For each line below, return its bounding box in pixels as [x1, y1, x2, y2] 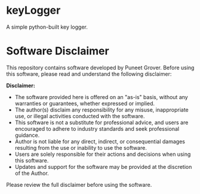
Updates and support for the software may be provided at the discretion [14, 163, 192, 170]
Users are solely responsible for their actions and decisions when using [14, 150, 191, 158]
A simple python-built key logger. [6, 23, 88, 30]
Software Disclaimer [6, 44, 109, 58]
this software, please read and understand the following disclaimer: [6, 70, 172, 78]
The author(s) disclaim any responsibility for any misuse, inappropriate [14, 106, 189, 113]
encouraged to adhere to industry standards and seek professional [14, 125, 180, 132]
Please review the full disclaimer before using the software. [6, 181, 152, 188]
